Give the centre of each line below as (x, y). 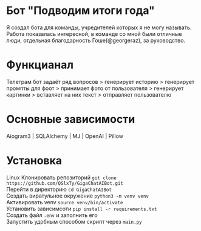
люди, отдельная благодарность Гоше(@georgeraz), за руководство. (96, 40)
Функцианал (40, 65)
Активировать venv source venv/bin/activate (65, 202)
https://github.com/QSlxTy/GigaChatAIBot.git (65, 183)
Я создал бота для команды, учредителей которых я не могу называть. (99, 27)
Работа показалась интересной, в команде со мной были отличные (94, 33)
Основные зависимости (71, 119)
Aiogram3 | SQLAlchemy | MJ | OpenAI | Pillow (65, 136)
